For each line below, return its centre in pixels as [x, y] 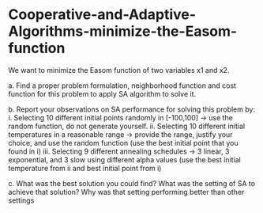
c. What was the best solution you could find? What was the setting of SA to [131, 183]
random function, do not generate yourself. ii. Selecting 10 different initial [127, 126]
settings [21, 200]
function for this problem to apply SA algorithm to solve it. [102, 93]
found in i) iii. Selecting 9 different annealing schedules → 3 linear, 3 [119, 151]
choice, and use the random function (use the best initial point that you [123, 143]
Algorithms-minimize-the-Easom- [123, 31]
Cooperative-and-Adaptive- [102, 15]
